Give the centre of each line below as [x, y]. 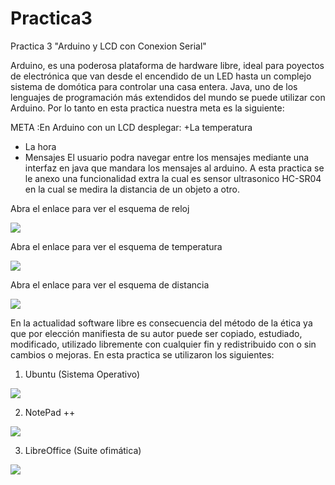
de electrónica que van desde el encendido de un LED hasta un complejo [161, 76]
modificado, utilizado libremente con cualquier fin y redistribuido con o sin [163, 344]
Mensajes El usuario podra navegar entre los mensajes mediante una [167, 157]
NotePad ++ [50, 412]
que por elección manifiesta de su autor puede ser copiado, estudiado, [156, 333]
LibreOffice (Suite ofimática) [83, 450]
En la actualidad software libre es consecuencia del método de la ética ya [161, 323]
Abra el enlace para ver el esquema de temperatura [116, 246]
